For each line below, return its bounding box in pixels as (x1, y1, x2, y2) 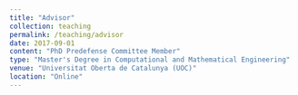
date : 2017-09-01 (9, 38, 75, 48)
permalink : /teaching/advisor (9, 30, 124, 39)
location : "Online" (9, 72, 84, 81)
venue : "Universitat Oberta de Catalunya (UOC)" (9, 64, 197, 73)
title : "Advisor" (9, 13, 75, 23)
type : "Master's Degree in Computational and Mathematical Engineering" (9, 55, 291, 64)
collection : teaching (9, 22, 92, 31)
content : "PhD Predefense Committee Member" (9, 47, 181, 56)
